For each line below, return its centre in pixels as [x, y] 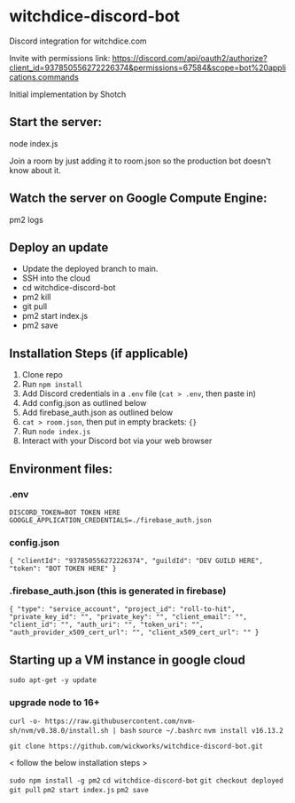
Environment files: [61, 469]
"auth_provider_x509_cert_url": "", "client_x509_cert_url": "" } [134, 632]
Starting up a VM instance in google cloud [127, 660]
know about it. [35, 170]
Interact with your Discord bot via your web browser [117, 441]
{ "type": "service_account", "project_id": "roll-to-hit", [123, 609]
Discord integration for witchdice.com [78, 41]
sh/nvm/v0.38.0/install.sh [59, 730]
